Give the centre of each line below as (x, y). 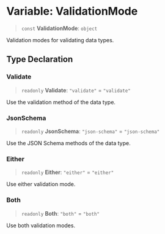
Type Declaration (40, 59)
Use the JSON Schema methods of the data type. (68, 143)
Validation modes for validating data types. (60, 40)
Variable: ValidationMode (72, 11)
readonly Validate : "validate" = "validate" (76, 90)
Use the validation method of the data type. (61, 102)
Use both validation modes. (41, 225)
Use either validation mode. (41, 184)
